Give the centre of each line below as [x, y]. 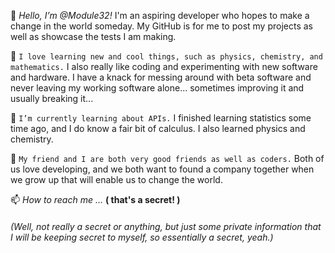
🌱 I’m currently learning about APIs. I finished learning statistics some [161, 118]
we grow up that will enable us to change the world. [116, 179]
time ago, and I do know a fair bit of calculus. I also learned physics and [158, 128]
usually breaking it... [52, 98]
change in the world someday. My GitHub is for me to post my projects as [161, 26]
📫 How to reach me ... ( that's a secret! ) [95, 199]
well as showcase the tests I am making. [93, 36]
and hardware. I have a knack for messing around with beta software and [161, 77]
